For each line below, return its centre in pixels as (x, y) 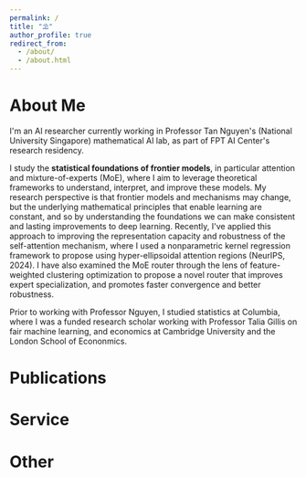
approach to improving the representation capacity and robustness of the (148, 236)
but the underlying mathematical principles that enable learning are (136, 207)
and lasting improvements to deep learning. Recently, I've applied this (140, 226)
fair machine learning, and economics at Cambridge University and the (142, 331)
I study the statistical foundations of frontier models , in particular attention (152, 168)
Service (40, 420)
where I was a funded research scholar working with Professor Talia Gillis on (153, 322)
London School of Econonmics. (69, 341)
